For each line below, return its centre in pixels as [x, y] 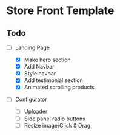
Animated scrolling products [59, 87]
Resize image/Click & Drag [57, 125]
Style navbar [40, 74]
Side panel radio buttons [55, 119]
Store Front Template [60, 11]
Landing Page [32, 47]
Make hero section [47, 60]
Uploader [36, 112]
